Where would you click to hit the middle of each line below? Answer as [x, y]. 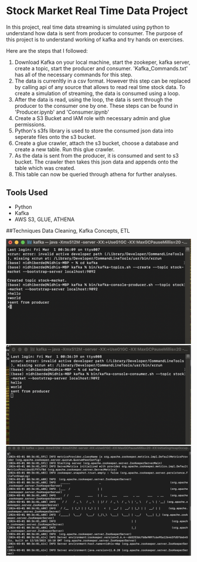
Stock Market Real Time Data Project [97, 11]
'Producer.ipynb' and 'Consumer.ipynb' [62, 112]
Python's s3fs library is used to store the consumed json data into [94, 131]
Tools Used [27, 193]
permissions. [30, 124]
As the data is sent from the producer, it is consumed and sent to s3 [96, 155]
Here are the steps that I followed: [47, 50]
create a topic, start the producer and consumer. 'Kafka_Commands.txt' [101, 68]
